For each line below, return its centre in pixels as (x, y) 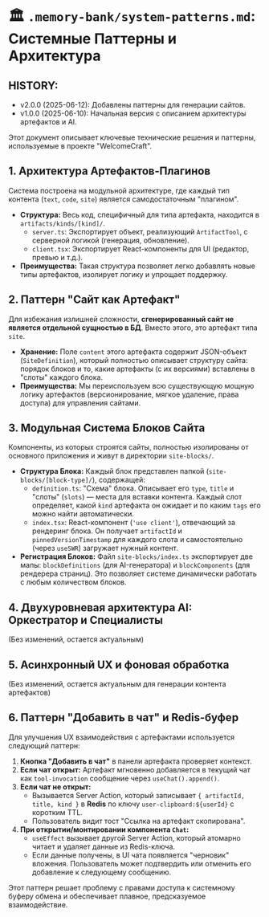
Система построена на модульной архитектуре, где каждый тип (119, 190)
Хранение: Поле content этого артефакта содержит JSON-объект (133, 352)
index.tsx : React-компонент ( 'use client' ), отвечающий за (133, 523)
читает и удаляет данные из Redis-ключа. (103, 846)
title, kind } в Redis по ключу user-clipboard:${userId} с (133, 804)
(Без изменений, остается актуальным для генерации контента (117, 684)
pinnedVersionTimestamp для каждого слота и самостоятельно (137, 540)
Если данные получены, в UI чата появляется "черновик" (130, 855)
